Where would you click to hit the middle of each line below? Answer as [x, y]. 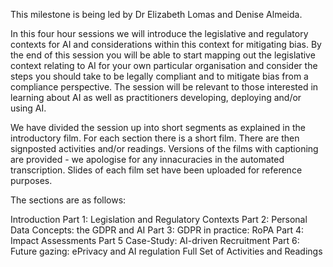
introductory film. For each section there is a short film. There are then [155, 138]
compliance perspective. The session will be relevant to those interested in [164, 87]
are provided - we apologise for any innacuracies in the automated [147, 159]
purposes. [31, 180]
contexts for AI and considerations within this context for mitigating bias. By [166, 44]
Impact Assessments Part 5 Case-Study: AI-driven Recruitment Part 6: [155, 240]
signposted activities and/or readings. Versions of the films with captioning [164, 148]
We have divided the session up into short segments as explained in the [158, 127]
